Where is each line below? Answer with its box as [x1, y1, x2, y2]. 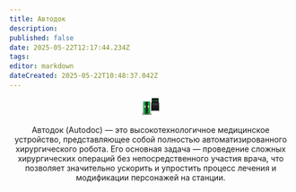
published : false [9, 33, 74, 42]
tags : [9, 52, 30, 62]
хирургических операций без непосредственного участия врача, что [17, 153, 284, 163]
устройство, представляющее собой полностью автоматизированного [14, 134, 287, 144]
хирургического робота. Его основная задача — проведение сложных [15, 144, 286, 154]
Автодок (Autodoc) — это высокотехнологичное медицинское [30, 124, 271, 135]
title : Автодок [9, 14, 66, 23]
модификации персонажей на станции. [75, 171, 226, 183]
